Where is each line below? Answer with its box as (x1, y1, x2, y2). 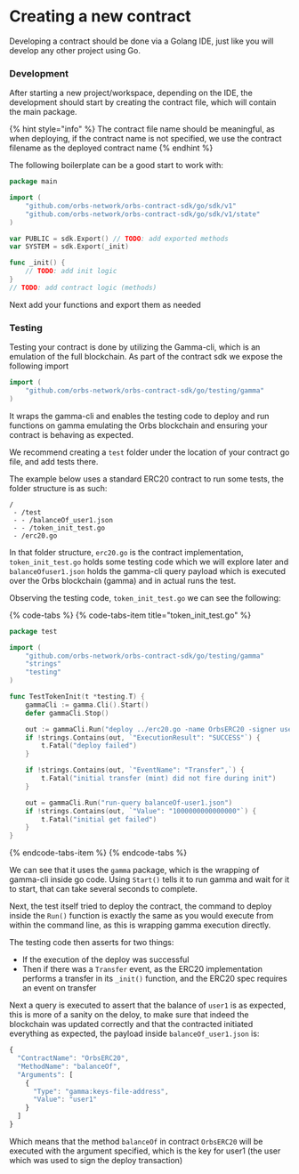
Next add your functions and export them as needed (9, 299, 202, 310)
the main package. (9, 107, 77, 117)
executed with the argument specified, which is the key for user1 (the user (9, 1146, 281, 1156)
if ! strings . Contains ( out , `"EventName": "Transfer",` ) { (25, 765, 245, 775)
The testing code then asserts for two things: (9, 937, 174, 948)
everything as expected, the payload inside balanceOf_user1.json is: (9, 1028, 260, 1039)
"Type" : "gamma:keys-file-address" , (32, 1087, 169, 1096)
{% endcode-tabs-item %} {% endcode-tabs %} (9, 847, 188, 858)
